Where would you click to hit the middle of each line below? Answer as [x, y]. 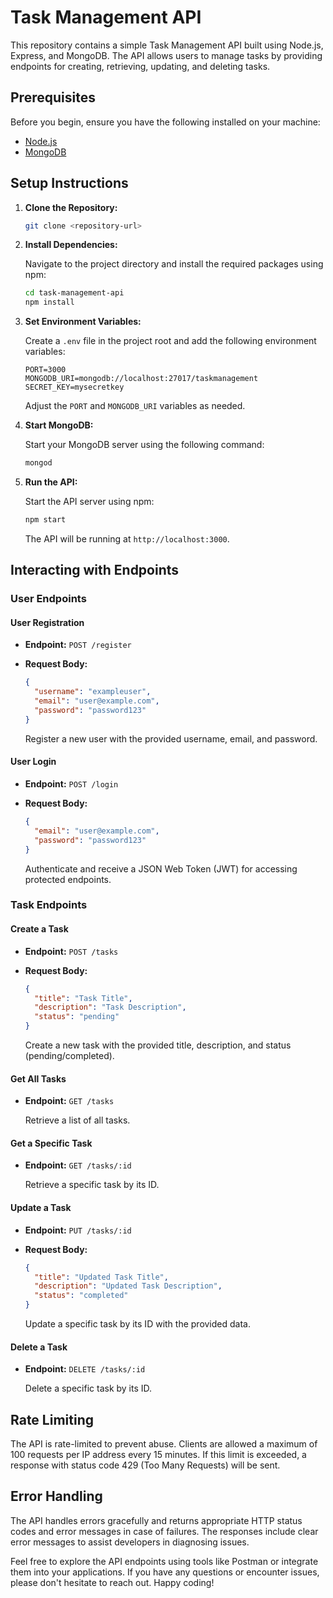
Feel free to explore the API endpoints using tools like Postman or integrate [164, 1561]
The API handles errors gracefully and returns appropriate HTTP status [156, 1520]
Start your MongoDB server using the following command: [144, 445]
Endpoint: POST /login [71, 784]
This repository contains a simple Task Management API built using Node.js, [167, 45]
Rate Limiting [52, 1419]
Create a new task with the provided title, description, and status [158, 1045]
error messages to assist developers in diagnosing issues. [130, 1542]
